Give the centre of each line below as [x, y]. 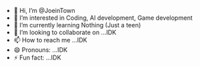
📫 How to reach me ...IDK [50, 40]
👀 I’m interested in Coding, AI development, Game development [103, 18]
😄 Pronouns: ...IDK [40, 50]
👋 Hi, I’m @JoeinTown [44, 11]
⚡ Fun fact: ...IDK [37, 57]
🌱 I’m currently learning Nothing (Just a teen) [77, 25]
